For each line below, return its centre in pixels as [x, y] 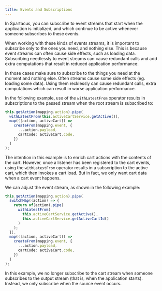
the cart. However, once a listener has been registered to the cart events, [78, 162]
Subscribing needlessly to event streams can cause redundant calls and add [81, 58]
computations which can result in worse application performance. [71, 88]
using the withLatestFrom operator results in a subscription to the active [76, 167]
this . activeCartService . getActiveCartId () [66, 219]
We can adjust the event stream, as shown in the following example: [73, 187]
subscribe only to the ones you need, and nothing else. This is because [76, 48]
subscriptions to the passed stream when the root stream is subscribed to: [79, 103]
